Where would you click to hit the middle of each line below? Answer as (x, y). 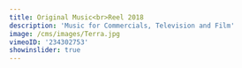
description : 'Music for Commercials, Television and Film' (122, 26)
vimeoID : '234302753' (49, 42)
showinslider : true (45, 50)
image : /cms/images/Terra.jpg (65, 34)
